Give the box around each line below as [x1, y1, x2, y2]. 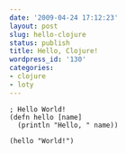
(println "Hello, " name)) [17, 121, 119, 130]
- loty [9, 80, 34, 89]
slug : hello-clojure [9, 30, 87, 39]
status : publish [9, 38, 70, 48]
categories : [9, 64, 54, 73]
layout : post [9, 22, 58, 31]
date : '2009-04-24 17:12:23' [9, 13, 119, 22]
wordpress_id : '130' [9, 55, 87, 64]
